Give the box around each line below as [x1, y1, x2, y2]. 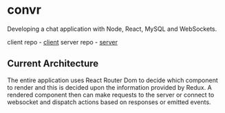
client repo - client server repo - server [7, 38, 118, 46]
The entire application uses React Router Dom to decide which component [7, 76, 218, 84]
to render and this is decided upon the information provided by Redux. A [7, 83, 212, 91]
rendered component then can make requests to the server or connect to [7, 90, 215, 99]
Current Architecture [7, 58, 99, 70]
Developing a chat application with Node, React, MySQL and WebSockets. [7, 25, 217, 33]
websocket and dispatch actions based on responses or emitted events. [7, 98, 211, 106]
